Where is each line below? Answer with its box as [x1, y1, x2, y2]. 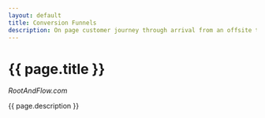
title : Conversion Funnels [8, 19, 97, 27]
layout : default [8, 11, 62, 20]
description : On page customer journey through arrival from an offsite [8, 26, 252, 34]
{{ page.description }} [8, 101, 80, 111]
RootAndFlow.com [8, 86, 68, 95]
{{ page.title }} [8, 60, 106, 78]
